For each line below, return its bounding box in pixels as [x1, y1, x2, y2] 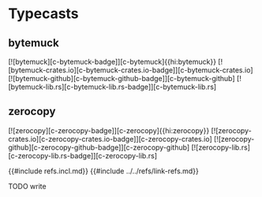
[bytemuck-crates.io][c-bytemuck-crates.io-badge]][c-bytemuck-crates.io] [8, 65, 254, 75]
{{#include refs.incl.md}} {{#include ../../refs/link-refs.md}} [8, 166, 199, 176]
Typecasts [8, 5, 79, 23]
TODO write [8, 181, 47, 191]
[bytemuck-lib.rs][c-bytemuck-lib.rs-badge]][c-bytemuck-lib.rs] [8, 82, 217, 91]
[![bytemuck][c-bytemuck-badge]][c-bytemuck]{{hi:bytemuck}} [8, 57, 217, 66]
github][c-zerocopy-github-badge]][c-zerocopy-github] [8, 143, 190, 152]
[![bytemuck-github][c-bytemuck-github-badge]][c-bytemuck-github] [8, 74, 235, 83]
